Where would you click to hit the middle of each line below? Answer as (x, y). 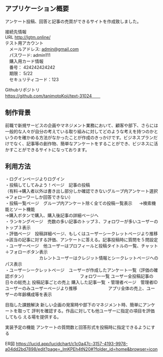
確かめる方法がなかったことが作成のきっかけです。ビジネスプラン (88, 137)
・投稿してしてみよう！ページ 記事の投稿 (47, 185)
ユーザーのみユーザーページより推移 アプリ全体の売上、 (76, 288)
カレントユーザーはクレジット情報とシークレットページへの (99, 258)
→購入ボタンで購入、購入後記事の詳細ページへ (52, 215)
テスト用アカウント (24, 43)
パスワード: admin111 (30, 55)
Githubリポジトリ (22, 89)
